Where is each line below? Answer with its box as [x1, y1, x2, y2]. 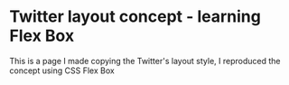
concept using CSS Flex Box [9, 65, 115, 76]
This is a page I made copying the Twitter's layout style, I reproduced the [9, 55, 281, 66]
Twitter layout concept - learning [9, 6, 262, 27]
